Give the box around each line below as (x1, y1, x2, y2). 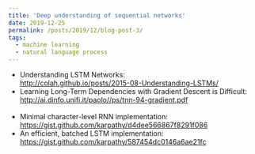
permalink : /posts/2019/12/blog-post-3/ (8, 26, 144, 34)
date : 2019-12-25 (8, 19, 66, 27)
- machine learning (15, 41, 80, 49)
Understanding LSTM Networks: (19, 70, 125, 79)
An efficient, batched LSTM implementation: (19, 129, 164, 138)
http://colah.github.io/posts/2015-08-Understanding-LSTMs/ (19, 78, 219, 88)
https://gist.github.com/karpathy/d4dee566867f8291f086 (19, 120, 208, 130)
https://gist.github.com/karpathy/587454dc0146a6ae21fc (19, 137, 207, 146)
